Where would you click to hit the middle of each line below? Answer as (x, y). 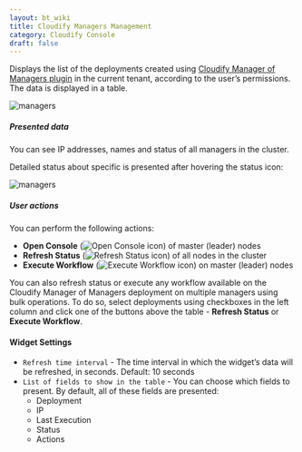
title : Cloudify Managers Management (81, 26)
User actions (34, 205)
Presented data (39, 126)
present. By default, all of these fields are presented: (121, 391)
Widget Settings (41, 342)
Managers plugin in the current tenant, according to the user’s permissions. (150, 79)
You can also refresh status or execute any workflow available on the (138, 283)
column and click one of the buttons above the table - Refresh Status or (144, 312)
